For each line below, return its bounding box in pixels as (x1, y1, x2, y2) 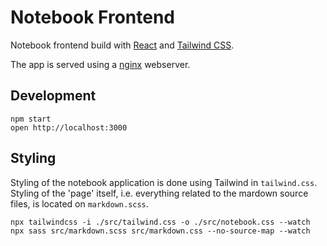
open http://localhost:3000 (10, 122, 128, 133)
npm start (10, 114, 52, 124)
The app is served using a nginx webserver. (10, 58, 191, 70)
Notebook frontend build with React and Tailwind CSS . (10, 39, 235, 51)
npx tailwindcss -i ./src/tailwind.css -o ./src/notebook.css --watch (10, 217, 311, 227)
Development (10, 87, 97, 105)
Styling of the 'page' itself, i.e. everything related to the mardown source (10, 187, 309, 199)
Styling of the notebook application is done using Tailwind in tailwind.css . (10, 176, 318, 188)
